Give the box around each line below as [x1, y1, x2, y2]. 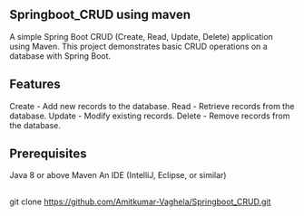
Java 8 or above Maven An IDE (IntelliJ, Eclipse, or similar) [9, 170, 227, 181]
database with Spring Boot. [9, 50, 112, 61]
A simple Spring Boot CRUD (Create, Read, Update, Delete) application [9, 31, 274, 42]
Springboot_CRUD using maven [9, 7, 191, 23]
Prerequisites [9, 146, 87, 162]
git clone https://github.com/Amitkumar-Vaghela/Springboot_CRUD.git [9, 196, 271, 207]
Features [9, 77, 61, 92]
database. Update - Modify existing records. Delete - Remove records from [9, 110, 290, 121]
